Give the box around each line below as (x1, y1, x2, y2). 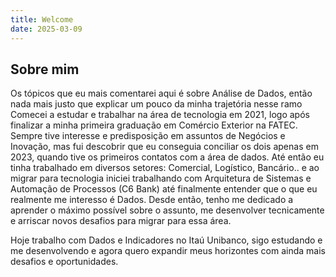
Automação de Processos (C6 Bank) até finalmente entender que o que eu (10, 183, 318, 195)
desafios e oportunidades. (10, 256, 119, 268)
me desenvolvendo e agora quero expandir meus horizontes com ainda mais (10, 245, 327, 257)
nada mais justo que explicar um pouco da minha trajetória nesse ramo (10, 98, 303, 110)
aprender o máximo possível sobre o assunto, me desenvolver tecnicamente (10, 204, 325, 216)
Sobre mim (10, 61, 80, 78)
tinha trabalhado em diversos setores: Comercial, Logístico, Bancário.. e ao (10, 162, 320, 174)
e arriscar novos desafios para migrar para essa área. (10, 215, 232, 227)
